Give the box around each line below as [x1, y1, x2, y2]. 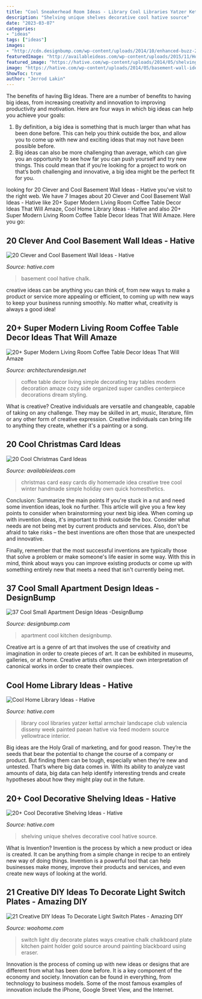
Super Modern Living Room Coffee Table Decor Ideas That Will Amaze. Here [6, 212, 195, 219]
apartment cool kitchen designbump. [20, 632, 112, 639]
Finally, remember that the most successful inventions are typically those [6, 546, 188, 554]
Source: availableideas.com [6, 467, 76, 474]
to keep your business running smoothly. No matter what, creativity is [6, 299, 179, 306]
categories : [6, 25, 36, 32]
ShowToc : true [6, 70, 42, 76]
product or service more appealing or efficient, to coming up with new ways [6, 292, 194, 300]
